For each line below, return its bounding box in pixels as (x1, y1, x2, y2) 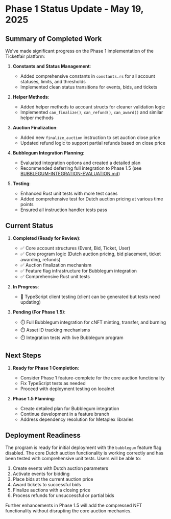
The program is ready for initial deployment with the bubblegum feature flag (5, 444, 162, 450)
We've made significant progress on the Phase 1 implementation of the (5, 48, 154, 54)
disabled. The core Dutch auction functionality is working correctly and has (5, 450, 164, 456)
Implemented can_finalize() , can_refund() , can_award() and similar (20, 109, 163, 115)
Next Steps (5, 351, 41, 360)
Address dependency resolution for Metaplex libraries (20, 416, 134, 422)
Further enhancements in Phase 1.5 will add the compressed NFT (5, 502, 142, 509)
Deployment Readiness (5, 431, 81, 440)
